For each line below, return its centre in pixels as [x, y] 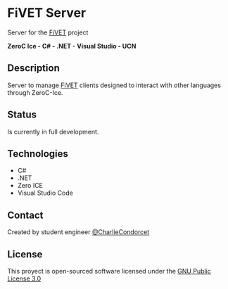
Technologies [38, 154]
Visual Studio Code [45, 193]
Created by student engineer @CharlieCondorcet [78, 232]
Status [22, 115]
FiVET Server [47, 13]
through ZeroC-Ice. [35, 92]
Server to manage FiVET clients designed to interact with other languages [114, 85]
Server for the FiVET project [48, 32]
